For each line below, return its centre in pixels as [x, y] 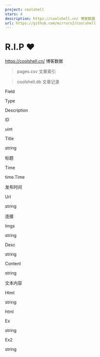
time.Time [15, 177]
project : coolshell [25, 9]
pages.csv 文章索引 [36, 71]
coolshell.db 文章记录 [38, 82]
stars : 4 [14, 14]
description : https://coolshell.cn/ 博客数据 [50, 18]
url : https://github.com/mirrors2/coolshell [50, 23]
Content [13, 264]
